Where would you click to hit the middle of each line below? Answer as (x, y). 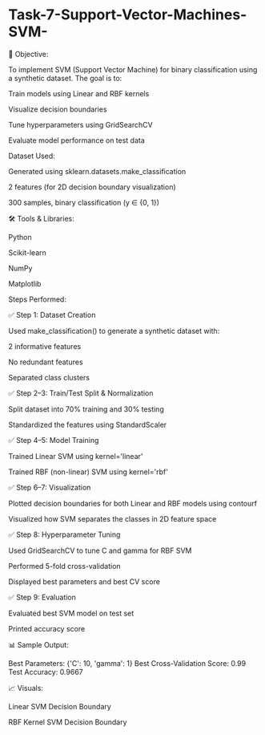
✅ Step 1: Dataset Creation (52, 315)
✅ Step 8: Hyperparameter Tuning (64, 534)
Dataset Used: (32, 156)
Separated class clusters (49, 377)
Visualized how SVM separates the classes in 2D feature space (112, 518)
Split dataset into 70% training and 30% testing (86, 409)
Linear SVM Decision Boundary (60, 706)
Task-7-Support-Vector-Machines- (128, 15)
